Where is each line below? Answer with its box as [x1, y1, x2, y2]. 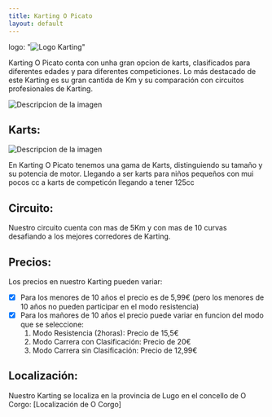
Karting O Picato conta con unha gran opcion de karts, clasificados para [8, 58, 251, 68]
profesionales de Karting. [8, 83, 94, 94]
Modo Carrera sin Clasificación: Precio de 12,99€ [32, 345, 198, 355]
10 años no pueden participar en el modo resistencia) [20, 302, 200, 311]
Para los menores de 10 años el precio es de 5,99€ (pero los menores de [20, 292, 265, 302]
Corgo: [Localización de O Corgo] [8, 399, 122, 409]
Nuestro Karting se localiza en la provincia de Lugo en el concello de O [8, 390, 247, 400]
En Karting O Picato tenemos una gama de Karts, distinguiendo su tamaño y [8, 160, 263, 170]
